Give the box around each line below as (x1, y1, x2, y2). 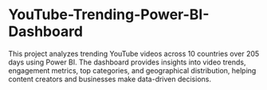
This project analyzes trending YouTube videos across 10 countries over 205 (8, 49, 260, 58)
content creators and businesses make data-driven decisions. (8, 74, 211, 84)
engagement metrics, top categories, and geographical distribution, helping (8, 65, 257, 75)
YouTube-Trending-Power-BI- (8, 6, 210, 24)
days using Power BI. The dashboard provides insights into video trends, (8, 57, 246, 67)
